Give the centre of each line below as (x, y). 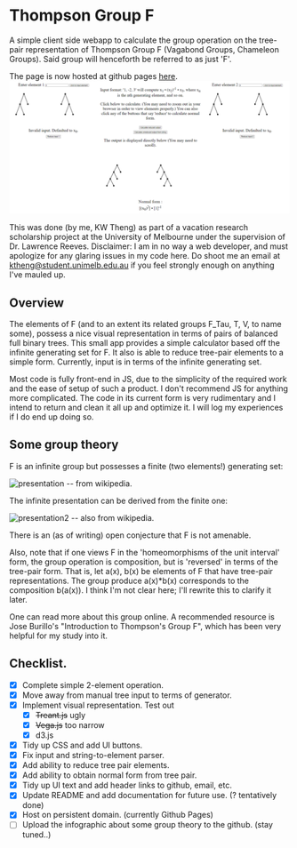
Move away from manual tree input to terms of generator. (127, 695)
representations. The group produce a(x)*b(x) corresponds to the (129, 580)
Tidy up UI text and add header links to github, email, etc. (127, 785)
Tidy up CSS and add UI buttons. (82, 745)
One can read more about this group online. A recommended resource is (142, 616)
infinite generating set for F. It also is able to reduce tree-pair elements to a (147, 352)
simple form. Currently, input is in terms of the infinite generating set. (136, 362)
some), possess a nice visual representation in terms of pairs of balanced (144, 333)
